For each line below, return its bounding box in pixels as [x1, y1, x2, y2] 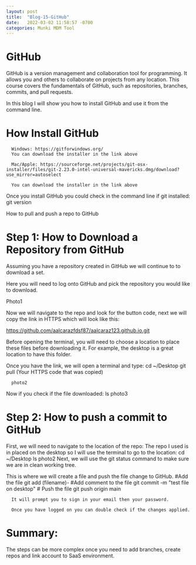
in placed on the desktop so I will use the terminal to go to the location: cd [6, 449, 185, 456]
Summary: [6, 527, 59, 540]
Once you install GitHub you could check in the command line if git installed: [6, 192, 191, 200]
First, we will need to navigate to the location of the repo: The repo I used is [6, 443, 189, 450]
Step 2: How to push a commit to [6, 411, 167, 424]
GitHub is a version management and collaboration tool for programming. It [6, 70, 188, 77]
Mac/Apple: [11, 162, 38, 168]
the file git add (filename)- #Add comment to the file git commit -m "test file [6, 479, 189, 486]
